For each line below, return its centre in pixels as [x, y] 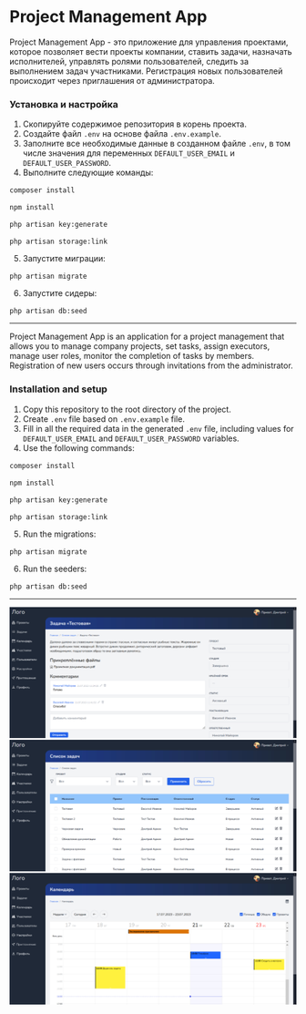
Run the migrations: [59, 534]
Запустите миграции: [64, 259]
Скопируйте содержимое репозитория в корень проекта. [135, 124]
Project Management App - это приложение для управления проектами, [149, 42]
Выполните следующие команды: [88, 173]
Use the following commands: [78, 447]
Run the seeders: [55, 568]
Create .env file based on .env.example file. [103, 419]
